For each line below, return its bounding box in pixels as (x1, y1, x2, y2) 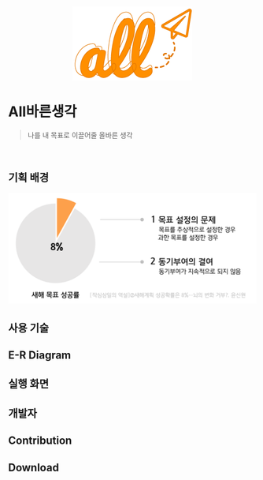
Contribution (8, 434, 72, 448)
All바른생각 (8, 103, 77, 121)
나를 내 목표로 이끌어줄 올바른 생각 (27, 130, 133, 140)
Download (8, 460, 59, 474)
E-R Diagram (8, 348, 72, 362)
